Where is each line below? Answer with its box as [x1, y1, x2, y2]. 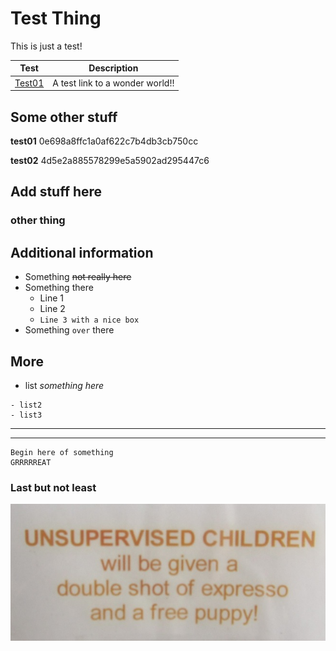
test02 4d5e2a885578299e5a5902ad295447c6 [10, 155, 210, 166]
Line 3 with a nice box [39, 315, 140, 326]
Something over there [24, 324, 115, 336]
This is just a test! [10, 40, 83, 52]
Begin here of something [10, 447, 114, 457]
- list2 [10, 400, 43, 410]
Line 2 [39, 303, 66, 315]
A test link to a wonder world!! [52, 77, 175, 89]
